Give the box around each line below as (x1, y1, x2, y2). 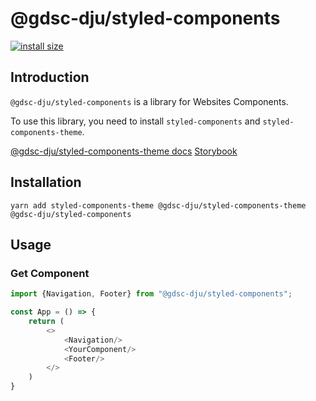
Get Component (10, 266, 90, 280)
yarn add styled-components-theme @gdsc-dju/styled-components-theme (10, 200, 307, 211)
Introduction (10, 69, 90, 86)
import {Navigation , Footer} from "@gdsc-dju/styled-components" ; (10, 289, 293, 299)
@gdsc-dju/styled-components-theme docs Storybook (10, 145, 238, 157)
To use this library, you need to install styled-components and (10, 115, 261, 127)
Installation (10, 174, 82, 191)
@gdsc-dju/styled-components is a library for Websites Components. (10, 95, 289, 107)
